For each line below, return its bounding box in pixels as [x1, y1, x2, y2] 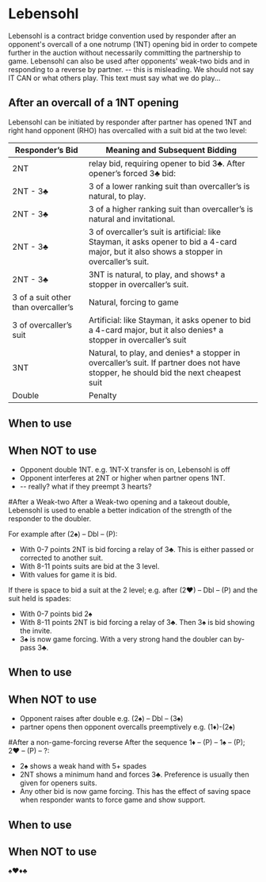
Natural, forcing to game [88, 297, 180, 308]
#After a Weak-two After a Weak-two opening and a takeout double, [8, 497, 230, 506]
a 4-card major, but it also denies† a [88, 324, 224, 336]
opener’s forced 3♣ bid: [88, 167, 177, 178]
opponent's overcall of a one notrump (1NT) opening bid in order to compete [8, 39, 258, 48]
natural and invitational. [88, 213, 176, 224]
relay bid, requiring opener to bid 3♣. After [88, 158, 245, 169]
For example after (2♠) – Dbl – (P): [8, 529, 118, 539]
